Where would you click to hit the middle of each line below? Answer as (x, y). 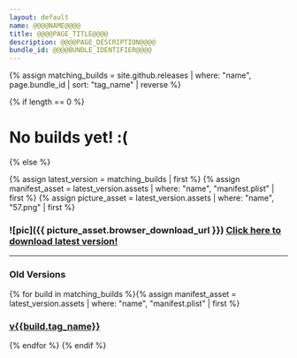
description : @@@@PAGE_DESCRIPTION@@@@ (83, 42)
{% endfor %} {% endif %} (58, 345)
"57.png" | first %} (42, 208)
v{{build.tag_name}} (55, 326)
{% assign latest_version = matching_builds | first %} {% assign (125, 179)
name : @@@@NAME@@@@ (45, 26)
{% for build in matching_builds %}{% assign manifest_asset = (123, 293)
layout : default (39, 17)
